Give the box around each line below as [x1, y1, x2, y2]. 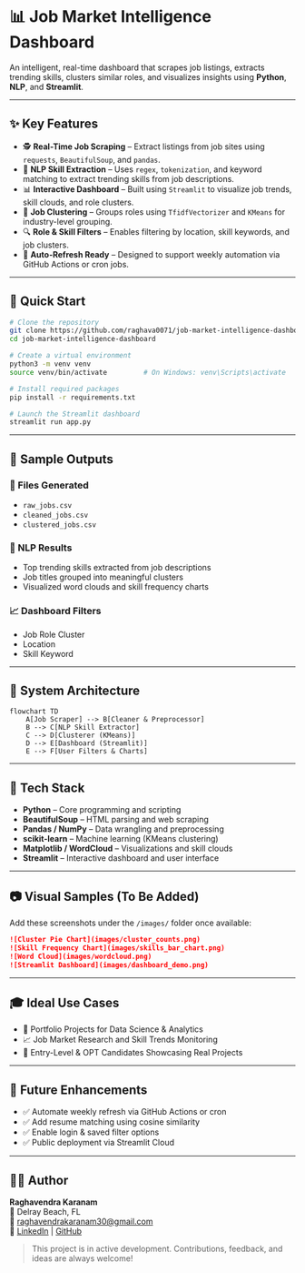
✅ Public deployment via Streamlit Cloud [22, 1137, 175, 1148]
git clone [9, 326, 47, 336]
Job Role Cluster [22, 629, 85, 640]
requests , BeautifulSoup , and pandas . [22, 154, 161, 165]
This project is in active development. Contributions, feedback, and [31, 1243, 283, 1254]
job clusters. [22, 239, 70, 250]
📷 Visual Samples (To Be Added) [9, 888, 200, 904]
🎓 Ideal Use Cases [9, 995, 120, 1010]
